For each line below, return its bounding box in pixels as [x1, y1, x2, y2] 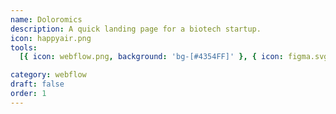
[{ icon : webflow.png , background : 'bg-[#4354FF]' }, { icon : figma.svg [19, 52, 329, 62]
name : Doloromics [10, 14, 83, 25]
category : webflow [10, 70, 87, 80]
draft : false [10, 79, 65, 90]
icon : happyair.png [10, 33, 92, 43]
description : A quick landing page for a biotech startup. [10, 24, 262, 34]
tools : [10, 42, 38, 53]
